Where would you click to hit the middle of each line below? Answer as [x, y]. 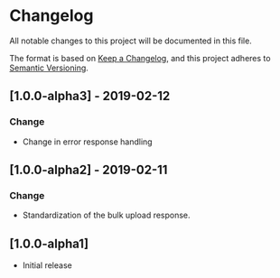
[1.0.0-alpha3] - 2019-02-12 [90, 96]
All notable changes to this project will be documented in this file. [131, 41]
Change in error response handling [87, 142]
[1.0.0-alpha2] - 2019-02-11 [89, 170]
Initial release [47, 265]
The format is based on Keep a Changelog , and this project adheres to [140, 58]
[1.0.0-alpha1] [49, 243]
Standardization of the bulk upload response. [107, 215]
